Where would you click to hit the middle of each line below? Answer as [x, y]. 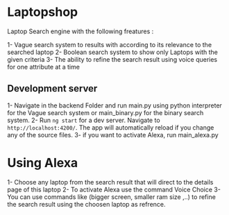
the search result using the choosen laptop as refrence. [86, 204]
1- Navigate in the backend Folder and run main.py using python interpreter [114, 105]
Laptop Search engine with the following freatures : [80, 31]
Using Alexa [43, 163]
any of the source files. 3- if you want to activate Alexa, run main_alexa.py [113, 135]
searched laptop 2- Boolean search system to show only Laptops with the [113, 52]
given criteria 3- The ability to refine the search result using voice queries [112, 59]
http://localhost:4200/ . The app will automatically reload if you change [111, 127]
